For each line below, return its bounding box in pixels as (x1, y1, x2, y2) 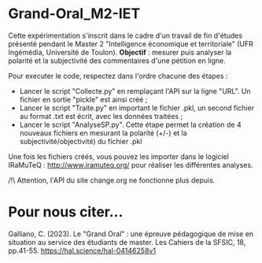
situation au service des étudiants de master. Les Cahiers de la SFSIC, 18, (8, 237, 246, 246)
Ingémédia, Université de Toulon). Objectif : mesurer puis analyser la (8, 47, 232, 57)
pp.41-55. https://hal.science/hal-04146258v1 (8, 246, 156, 255)
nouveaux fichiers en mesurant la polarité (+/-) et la (19, 128, 187, 138)
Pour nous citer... (8, 203, 124, 221)
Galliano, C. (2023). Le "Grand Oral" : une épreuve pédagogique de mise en (8, 229, 254, 239)
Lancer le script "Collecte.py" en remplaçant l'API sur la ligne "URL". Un (19, 86, 251, 95)
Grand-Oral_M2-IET (8, 5, 141, 23)
